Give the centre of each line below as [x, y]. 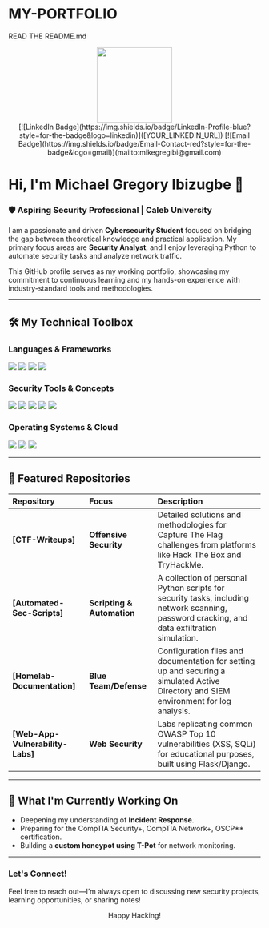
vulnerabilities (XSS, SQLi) [207, 744]
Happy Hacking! [134, 915]
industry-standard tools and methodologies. [81, 288]
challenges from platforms [207, 544]
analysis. [174, 711]
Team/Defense [118, 685]
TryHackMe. [181, 564]
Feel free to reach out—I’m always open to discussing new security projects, [134, 891]
